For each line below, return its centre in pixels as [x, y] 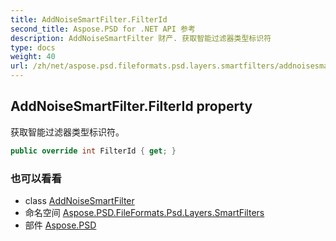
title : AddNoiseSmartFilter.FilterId [89, 19]
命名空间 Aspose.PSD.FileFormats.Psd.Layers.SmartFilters [144, 212]
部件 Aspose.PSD [60, 225]
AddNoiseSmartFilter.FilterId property [131, 106]
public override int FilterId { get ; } [93, 151]
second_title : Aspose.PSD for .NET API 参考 [103, 29]
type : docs [33, 47]
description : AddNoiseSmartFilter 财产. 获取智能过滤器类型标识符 [141, 38]
